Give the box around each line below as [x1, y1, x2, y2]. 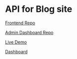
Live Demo [5, 39, 27, 45]
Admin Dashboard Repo [5, 29, 54, 35]
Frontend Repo [5, 20, 36, 26]
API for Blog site [5, 3, 73, 15]
